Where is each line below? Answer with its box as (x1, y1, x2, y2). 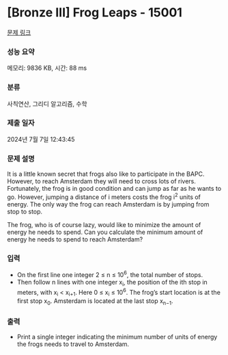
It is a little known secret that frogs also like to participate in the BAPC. (7, 170, 205, 179)
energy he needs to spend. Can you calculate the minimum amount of (7, 228, 203, 236)
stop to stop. (7, 207, 43, 215)
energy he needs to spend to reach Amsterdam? (7, 235, 143, 244)
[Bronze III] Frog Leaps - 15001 (7, 5, 183, 21)
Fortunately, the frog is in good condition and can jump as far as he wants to (7, 185, 222, 193)
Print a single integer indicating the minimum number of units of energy (16, 333, 218, 341)
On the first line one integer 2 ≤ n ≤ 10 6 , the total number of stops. (16, 269, 203, 278)
